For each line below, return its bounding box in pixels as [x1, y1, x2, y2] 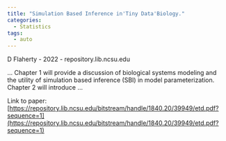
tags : [7, 29, 23, 37]
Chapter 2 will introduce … [7, 83, 83, 92]
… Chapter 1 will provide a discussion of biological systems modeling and [7, 69, 217, 77]
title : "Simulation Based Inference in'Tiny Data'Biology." [7, 10, 186, 17]
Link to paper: [7, 97, 47, 105]
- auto [13, 36, 33, 43]
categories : [7, 17, 42, 24]
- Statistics [13, 23, 51, 30]
